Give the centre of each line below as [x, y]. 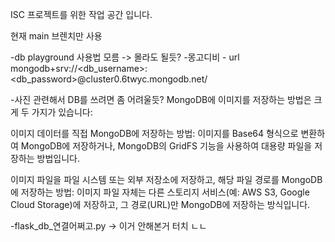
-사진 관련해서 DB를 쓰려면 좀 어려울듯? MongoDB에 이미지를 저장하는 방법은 [161, 99]
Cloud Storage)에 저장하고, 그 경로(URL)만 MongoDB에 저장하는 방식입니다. [160, 204]
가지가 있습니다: [62, 112]
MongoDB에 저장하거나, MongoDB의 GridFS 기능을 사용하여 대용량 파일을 [166, 146]
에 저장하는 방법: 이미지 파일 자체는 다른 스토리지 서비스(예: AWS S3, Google [160, 192]
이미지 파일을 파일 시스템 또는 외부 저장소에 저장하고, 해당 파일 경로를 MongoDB [166, 179]
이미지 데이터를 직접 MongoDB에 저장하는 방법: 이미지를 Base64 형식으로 [154, 133]
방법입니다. [58, 158]
